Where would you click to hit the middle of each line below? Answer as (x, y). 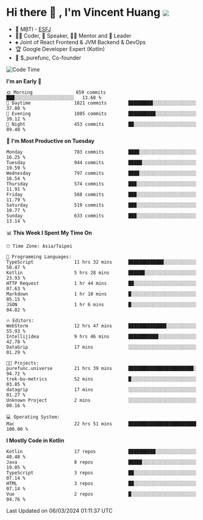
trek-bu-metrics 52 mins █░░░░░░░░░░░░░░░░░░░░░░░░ (101, 379)
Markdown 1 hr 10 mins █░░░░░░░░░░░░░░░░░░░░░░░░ (101, 294)
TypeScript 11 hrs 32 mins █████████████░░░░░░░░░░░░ (101, 262)
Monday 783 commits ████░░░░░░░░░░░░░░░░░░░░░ (101, 152)
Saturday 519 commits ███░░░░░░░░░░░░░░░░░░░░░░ (101, 205)
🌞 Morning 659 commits (56, 92)
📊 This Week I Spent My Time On (49, 233)
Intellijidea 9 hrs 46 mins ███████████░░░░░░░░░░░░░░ (101, 337)
